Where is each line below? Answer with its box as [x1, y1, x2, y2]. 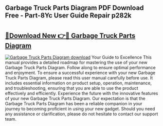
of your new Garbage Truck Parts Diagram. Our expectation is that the [5, 95, 145, 101]
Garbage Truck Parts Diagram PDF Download [5, 4, 144, 12]
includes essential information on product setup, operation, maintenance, [5, 80, 152, 86]
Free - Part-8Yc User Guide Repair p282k [5, 12, 132, 20]
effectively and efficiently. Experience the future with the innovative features [5, 91, 158, 96]
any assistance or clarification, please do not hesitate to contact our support [5, 111, 158, 117]
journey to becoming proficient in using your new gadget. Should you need [5, 106, 155, 111]
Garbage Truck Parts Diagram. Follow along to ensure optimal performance [5, 65, 156, 70]
